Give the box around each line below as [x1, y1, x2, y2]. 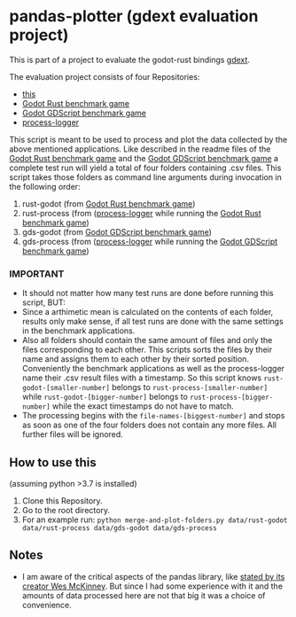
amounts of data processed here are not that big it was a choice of [21, 590, 266, 600]
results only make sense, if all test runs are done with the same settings [21, 316, 284, 327]
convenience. [21, 599, 73, 610]
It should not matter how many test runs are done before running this [21, 288, 274, 299]
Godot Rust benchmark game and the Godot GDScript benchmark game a [9, 152, 279, 163]
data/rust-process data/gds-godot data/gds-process [21, 524, 217, 533]
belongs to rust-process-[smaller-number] [112, 382, 269, 393]
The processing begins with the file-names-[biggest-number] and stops [21, 410, 285, 421]
